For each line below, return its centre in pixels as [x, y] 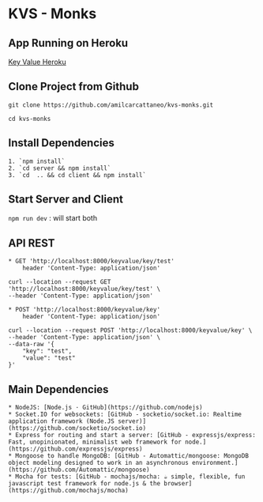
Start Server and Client [66, 200]
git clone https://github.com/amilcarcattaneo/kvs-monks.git [111, 105]
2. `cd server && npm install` [60, 168]
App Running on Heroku [68, 43]
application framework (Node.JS [61, 421]
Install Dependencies [61, 143]
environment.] [215, 463]
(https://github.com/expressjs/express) [76, 449]
